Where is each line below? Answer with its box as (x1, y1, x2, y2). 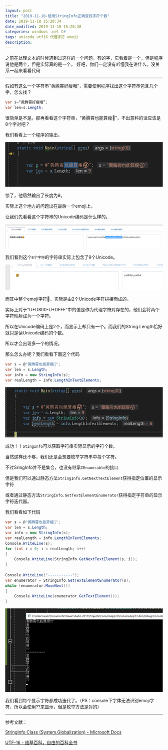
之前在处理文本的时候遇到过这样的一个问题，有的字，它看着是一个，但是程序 (5, 55, 163, 61)
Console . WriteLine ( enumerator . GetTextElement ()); (14, 594, 120, 599)
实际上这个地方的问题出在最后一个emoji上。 (5, 203, 95, 209)
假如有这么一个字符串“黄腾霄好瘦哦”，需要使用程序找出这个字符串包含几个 (5, 83, 158, 89)
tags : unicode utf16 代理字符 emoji (5, 35, 78, 40)
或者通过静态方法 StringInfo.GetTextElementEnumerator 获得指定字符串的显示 (5, 492, 162, 498)
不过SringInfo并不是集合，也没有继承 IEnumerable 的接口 (5, 464, 119, 470)
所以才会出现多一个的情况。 (5, 340, 62, 346)
